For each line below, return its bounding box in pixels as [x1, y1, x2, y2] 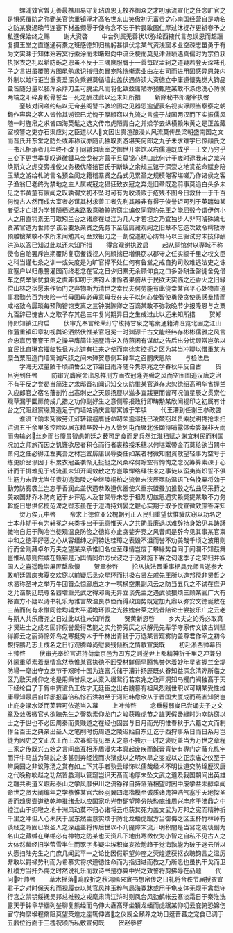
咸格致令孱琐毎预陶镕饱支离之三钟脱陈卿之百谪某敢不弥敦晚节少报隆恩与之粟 [7, 302, 226, 309]
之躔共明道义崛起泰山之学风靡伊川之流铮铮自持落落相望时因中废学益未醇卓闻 [7, 779, 226, 788]
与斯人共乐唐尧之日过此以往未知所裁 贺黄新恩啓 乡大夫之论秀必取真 [7, 615, 223, 622]
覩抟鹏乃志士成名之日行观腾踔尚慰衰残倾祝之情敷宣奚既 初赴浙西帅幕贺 [7, 640, 222, 649]
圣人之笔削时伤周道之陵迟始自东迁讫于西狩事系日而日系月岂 [55, 727, 226, 736]
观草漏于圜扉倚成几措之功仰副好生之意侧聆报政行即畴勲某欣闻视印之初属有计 [7, 397, 226, 405]
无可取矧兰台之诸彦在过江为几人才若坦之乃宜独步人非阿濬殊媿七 [43, 215, 226, 222]
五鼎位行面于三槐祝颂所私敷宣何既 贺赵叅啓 [7, 918, 143, 927]
